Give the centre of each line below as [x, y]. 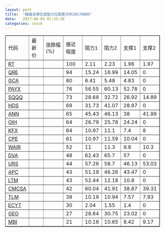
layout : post [18, 10]
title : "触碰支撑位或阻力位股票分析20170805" [49, 14]
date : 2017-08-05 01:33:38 [35, 19]
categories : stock [24, 23]
